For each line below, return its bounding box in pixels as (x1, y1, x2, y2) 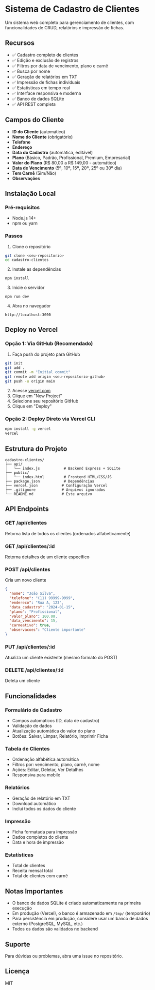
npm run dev (5, 294, 29, 299)
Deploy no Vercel (5, 325, 58, 334)
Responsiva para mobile (12, 772, 61, 778)
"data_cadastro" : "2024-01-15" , (9, 605, 75, 609)
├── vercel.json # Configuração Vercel (5, 483, 108, 488)
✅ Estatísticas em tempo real (12, 84, 70, 91)
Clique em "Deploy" (12, 404, 52, 409)
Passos (5, 233, 23, 240)
